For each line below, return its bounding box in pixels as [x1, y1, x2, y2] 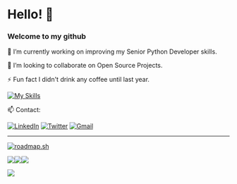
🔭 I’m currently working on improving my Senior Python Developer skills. [7, 47, 217, 56]
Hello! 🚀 [7, 6, 54, 23]
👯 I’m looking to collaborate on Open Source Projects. [7, 61, 163, 70]
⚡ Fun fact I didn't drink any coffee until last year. [7, 75, 150, 84]
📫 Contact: [7, 106, 41, 114]
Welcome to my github [7, 32, 87, 42]
